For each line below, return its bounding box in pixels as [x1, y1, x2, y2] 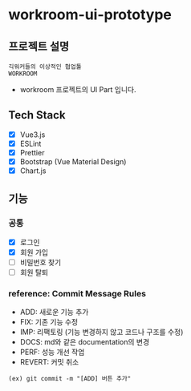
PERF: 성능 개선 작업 [19, 347, 85, 357]
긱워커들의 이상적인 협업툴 [8, 62, 82, 71]
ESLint [19, 139, 42, 148]
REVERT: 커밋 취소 [19, 357, 79, 367]
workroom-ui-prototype [8, 6, 173, 24]
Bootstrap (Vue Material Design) [19, 157, 127, 166]
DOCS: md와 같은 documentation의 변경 [19, 337, 150, 347]
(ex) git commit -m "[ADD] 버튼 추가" [8, 375, 132, 383]
